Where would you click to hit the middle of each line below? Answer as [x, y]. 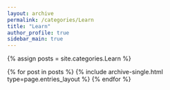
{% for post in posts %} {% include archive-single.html [85, 72]
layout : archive [30, 13]
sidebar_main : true [35, 39]
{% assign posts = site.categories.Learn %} [69, 58]
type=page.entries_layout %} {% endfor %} [69, 79]
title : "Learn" [29, 26]
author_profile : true [38, 33]
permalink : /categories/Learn [51, 20]
